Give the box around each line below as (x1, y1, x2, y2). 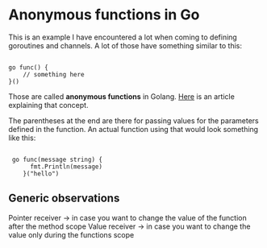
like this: (8, 133, 36, 143)
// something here (23, 70, 85, 78)
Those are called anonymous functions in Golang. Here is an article (8, 91, 236, 101)
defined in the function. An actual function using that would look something (8, 124, 259, 134)
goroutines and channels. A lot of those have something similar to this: (8, 40, 243, 50)
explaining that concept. (8, 100, 89, 110)
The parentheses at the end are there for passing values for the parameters (8, 115, 260, 126)
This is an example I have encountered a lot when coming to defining (8, 32, 238, 42)
